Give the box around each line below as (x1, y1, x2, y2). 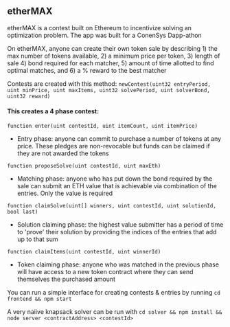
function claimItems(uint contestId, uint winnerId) (7, 249, 161, 256)
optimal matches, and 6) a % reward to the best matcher (7, 66, 167, 74)
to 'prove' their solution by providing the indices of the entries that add (16, 228, 217, 236)
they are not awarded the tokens (16, 149, 109, 157)
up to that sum (16, 235, 58, 243)
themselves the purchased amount (16, 275, 115, 284)
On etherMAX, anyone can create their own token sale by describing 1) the (7, 44, 218, 52)
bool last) (7, 209, 38, 216)
